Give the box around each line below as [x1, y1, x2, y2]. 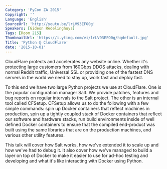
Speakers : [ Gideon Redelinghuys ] [5, 26, 75, 31]
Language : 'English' [5, 17, 49, 22]
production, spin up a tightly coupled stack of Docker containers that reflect [5, 111, 162, 117]
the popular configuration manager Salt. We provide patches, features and [5, 89, 159, 95]
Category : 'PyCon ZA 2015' [5, 7, 62, 13]
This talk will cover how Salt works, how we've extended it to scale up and [5, 141, 159, 148]
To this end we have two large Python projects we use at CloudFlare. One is [5, 84, 161, 90]
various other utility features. [5, 132, 65, 138]
